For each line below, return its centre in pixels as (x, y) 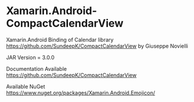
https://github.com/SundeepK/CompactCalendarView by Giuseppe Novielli (97, 46)
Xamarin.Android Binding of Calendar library (60, 40)
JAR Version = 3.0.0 (30, 57)
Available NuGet (26, 86)
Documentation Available (36, 68)
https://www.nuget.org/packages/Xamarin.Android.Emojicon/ (81, 93)
